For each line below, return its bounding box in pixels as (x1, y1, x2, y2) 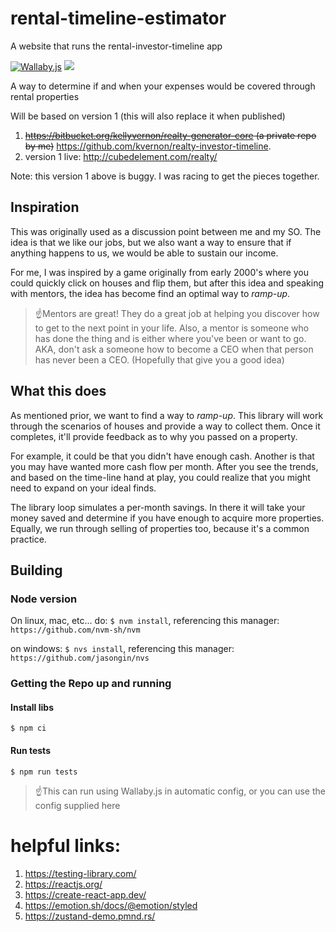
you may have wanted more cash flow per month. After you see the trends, (10, 460, 319, 472)
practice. (10, 533, 47, 545)
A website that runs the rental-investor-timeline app (10, 40, 223, 52)
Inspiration (10, 199, 80, 216)
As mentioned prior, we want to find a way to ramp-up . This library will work (10, 409, 324, 421)
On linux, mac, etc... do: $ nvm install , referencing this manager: (10, 615, 280, 627)
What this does (10, 383, 107, 400)
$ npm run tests (10, 767, 78, 777)
